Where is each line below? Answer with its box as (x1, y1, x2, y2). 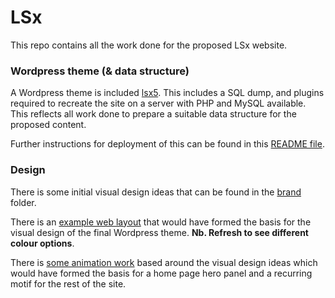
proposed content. (10, 119, 87, 131)
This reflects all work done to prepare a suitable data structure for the (10, 108, 297, 120)
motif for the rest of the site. (10, 277, 127, 290)
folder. (10, 196, 37, 208)
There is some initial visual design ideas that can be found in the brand (10, 186, 302, 198)
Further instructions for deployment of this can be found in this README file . (10, 138, 325, 150)
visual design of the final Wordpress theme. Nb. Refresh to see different (10, 226, 309, 238)
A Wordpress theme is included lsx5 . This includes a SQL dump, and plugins (10, 87, 325, 99)
